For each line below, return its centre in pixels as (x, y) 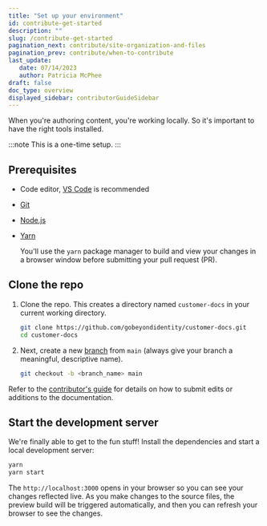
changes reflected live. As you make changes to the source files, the (121, 496)
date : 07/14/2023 (48, 68)
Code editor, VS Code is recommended (85, 189)
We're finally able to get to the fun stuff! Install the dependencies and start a (134, 442)
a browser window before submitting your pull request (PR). (119, 260)
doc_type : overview (41, 90)
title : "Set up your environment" (66, 16)
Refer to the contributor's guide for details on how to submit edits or (121, 389)
